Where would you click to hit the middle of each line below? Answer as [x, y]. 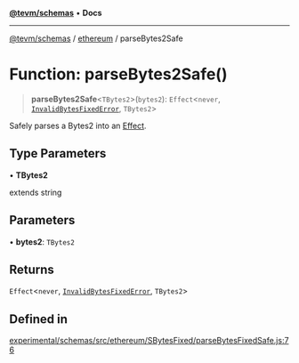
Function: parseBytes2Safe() [118, 74]
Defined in [39, 319]
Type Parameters [58, 153]
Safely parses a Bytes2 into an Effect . [78, 125]
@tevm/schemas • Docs [56, 13]
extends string [36, 192]
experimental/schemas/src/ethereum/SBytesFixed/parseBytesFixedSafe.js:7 [149, 341]
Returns [32, 269]
